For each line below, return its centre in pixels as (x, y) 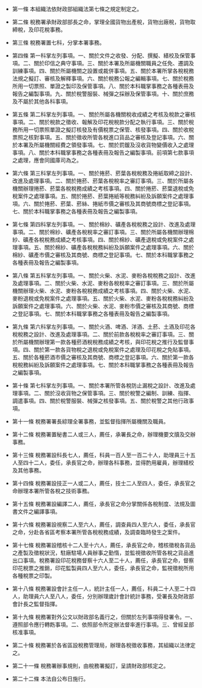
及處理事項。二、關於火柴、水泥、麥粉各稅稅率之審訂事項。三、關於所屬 (103, 283)
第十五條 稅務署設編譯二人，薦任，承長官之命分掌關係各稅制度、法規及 (101, 504)
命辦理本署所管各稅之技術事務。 (52, 491)
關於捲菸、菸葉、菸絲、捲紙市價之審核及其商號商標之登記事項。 (114, 204)
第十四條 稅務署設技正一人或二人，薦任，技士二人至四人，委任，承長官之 (104, 483)
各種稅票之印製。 (34, 576)
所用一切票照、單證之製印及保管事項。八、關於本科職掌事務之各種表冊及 (103, 86)
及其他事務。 (28, 470)
